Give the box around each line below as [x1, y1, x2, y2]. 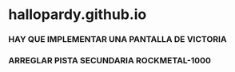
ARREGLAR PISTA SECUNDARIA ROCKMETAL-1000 [8, 55, 212, 66]
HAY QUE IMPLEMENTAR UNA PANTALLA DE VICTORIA [8, 34, 227, 45]
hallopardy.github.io [8, 6, 147, 24]
